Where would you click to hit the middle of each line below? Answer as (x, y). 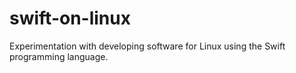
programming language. (59, 56)
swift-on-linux (70, 18)
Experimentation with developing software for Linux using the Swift (147, 46)
